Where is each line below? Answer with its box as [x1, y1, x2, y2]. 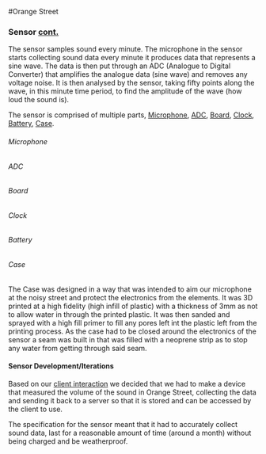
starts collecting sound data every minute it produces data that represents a [8, 53, 256, 63]
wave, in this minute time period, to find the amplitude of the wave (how [8, 86, 242, 96]
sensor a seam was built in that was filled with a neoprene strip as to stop [8, 334, 248, 344]
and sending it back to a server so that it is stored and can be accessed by [8, 395, 252, 405]
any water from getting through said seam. [8, 343, 148, 353]
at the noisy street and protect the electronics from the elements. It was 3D [8, 292, 253, 302]
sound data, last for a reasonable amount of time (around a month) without [8, 428, 252, 437]
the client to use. [8, 404, 63, 414]
